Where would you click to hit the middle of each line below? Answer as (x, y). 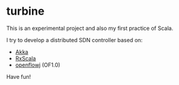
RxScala (25, 58)
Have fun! (19, 76)
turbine (25, 11)
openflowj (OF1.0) (38, 65)
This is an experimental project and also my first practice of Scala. (90, 28)
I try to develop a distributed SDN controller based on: (74, 40)
